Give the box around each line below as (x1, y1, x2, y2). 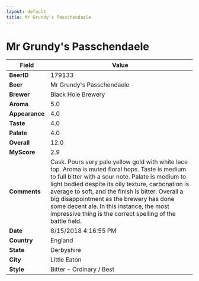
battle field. (50, 217, 82, 225)
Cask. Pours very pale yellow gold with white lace (50, 158, 188, 166)
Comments (9, 187, 41, 196)
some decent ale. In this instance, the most (50, 202, 170, 210)
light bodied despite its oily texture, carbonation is (50, 180, 190, 189)
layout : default (6, 8, 46, 15)
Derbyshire (50, 246, 82, 254)
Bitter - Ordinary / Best (50, 265, 114, 273)
